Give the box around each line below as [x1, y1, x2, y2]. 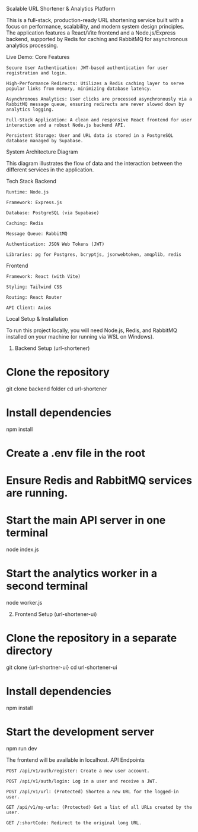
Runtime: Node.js [6, 189, 49, 195]
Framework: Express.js [6, 199, 62, 205]
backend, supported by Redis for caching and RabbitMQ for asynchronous [6, 36, 188, 42]
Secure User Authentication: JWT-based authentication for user [6, 65, 168, 71]
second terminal [6, 580, 88, 593]
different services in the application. [6, 166, 94, 173]
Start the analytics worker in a [6, 567, 158, 580]
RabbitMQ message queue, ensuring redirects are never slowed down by [6, 101, 184, 107]
